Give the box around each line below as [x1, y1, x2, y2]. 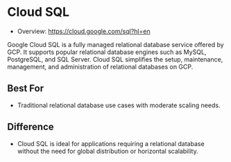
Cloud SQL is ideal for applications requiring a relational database [17, 139, 205, 147]
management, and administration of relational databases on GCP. [7, 62, 194, 71]
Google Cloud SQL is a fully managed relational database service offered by [7, 40, 224, 48]
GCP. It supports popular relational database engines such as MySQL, [7, 48, 207, 56]
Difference [7, 121, 54, 133]
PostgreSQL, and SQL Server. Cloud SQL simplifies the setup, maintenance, [7, 55, 223, 63]
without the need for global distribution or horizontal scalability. [17, 147, 199, 155]
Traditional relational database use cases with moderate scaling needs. [17, 101, 221, 109]
